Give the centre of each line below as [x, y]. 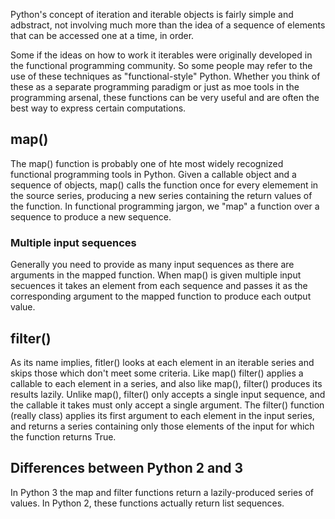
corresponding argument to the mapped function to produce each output [161, 296]
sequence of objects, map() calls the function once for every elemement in [164, 185]
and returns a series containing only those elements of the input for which [162, 426]
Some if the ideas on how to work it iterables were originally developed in [161, 55]
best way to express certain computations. [98, 108]
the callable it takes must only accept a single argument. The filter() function [167, 405]
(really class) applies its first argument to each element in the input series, [162, 415]
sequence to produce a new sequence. [91, 216]
